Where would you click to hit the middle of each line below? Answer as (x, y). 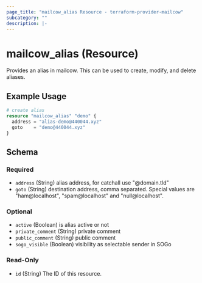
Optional (19, 211)
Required (20, 169)
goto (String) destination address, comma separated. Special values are (105, 189)
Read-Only (23, 260)
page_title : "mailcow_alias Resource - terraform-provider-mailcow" (95, 12)
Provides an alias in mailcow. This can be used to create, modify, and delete (101, 70)
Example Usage (37, 96)
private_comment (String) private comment (68, 231)
